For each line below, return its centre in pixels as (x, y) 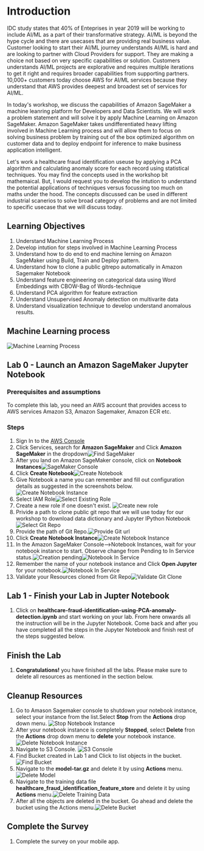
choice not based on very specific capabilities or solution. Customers (93, 60)
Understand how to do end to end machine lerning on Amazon (93, 253)
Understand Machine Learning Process (65, 241)
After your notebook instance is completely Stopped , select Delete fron (105, 730)
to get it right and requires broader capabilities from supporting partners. (98, 73)
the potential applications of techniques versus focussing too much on (95, 188)
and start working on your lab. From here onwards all (124, 617)
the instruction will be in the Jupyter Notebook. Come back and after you (107, 623)
